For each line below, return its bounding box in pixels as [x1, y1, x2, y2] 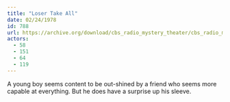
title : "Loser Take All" [7, 10, 78, 17]
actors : [7, 36, 29, 42]
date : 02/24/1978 [7, 16, 57, 23]
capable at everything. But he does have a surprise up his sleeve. [7, 87, 192, 95]
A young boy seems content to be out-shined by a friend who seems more [7, 79, 217, 88]
